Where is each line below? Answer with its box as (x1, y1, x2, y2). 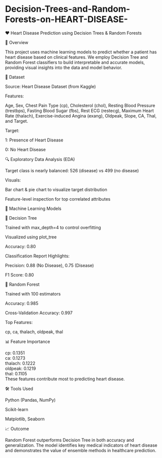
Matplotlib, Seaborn (5, 416, 45, 422)
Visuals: (5, 177, 21, 183)
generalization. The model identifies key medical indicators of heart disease (5, 442, 158, 448)
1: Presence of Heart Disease (5, 137, 63, 143)
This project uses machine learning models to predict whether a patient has (5, 49, 157, 55)
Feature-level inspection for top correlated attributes (5, 196, 111, 202)
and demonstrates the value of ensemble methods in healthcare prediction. (5, 447, 157, 453)
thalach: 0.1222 (5, 360, 36, 366)
